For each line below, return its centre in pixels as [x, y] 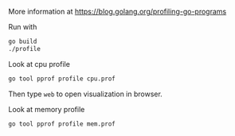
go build [23, 41]
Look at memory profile [47, 109]
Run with [23, 27]
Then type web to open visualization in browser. [86, 94]
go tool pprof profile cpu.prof [62, 79]
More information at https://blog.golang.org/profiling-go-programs [117, 12]
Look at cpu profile [39, 64]
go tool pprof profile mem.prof [62, 124]
